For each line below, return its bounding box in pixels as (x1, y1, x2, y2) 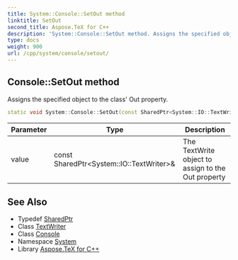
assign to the (183, 163, 226, 173)
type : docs (7, 37, 40, 44)
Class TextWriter (17, 222, 67, 231)
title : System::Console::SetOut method (7, 10, 125, 18)
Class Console (17, 230, 60, 238)
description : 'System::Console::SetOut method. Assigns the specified (7, 30, 220, 38)
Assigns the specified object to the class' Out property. (7, 95, 169, 103)
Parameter (11, 125, 47, 135)
